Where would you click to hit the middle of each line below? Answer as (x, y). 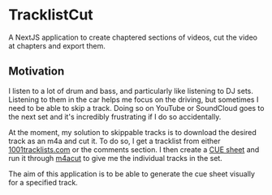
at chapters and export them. (57, 45)
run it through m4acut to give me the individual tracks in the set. (116, 158)
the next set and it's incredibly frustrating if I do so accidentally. (115, 117)
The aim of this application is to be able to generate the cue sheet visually (132, 174)
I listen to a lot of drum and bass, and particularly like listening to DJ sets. (131, 91)
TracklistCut (51, 15)
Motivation (37, 72)
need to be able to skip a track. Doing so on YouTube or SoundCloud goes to (136, 108)
